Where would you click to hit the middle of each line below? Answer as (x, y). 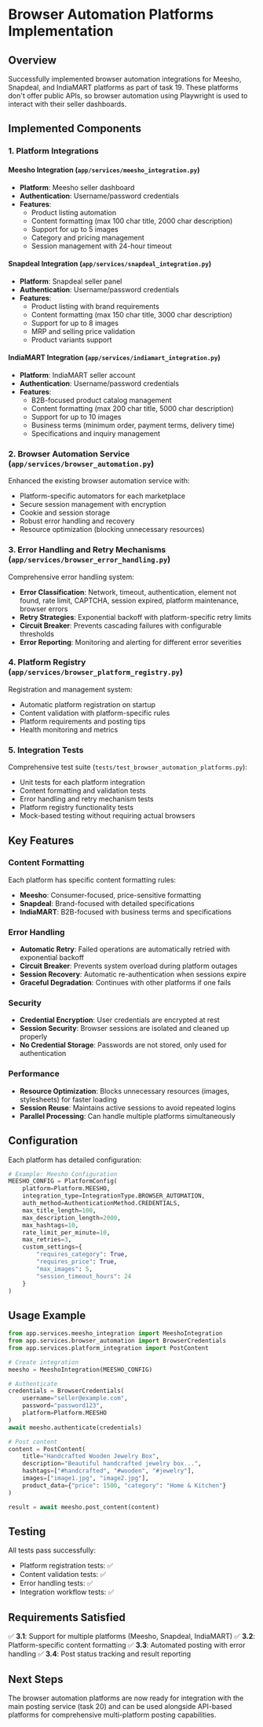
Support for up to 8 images (75, 323)
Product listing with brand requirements (95, 306)
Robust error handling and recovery (77, 521)
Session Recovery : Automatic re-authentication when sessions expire (133, 974)
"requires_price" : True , (77, 1262)
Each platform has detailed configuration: (75, 1160)
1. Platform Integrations (54, 151)
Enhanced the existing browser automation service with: (99, 481)
